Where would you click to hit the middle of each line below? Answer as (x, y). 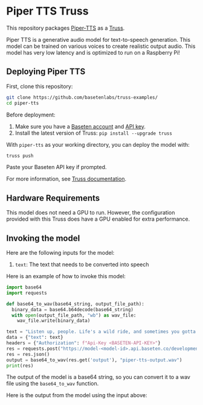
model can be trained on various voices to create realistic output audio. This (101, 46)
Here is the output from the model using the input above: (77, 395)
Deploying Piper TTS (46, 72)
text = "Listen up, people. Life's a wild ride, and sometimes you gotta (101, 332)
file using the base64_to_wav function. (53, 384)
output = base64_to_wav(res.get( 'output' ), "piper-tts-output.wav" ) (94, 360)
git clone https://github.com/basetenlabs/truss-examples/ (82, 97)
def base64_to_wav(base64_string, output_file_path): (76, 304)
